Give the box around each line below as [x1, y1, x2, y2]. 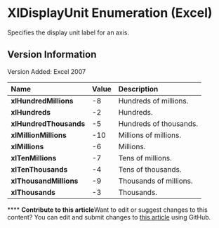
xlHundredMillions [11, 96, 74, 106]
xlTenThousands [11, 164, 68, 174]
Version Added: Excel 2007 [7, 67, 86, 75]
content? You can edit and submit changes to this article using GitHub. [7, 213, 211, 221]
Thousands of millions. [118, 176, 193, 186]
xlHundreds [11, 107, 51, 117]
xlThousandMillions [11, 176, 79, 186]
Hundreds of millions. [118, 96, 189, 106]
